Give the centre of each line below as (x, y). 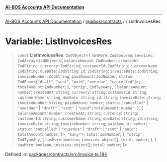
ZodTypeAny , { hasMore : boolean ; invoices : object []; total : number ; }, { (87, 139)
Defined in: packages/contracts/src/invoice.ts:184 (56, 154)
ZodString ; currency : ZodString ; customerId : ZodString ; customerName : (88, 65)
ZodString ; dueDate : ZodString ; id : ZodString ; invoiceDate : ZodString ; (88, 71)
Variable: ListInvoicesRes (59, 41)
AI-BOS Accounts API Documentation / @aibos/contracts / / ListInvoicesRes (83, 21)
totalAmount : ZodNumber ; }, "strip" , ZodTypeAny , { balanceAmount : (82, 87)
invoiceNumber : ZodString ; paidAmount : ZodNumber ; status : (75, 76)
